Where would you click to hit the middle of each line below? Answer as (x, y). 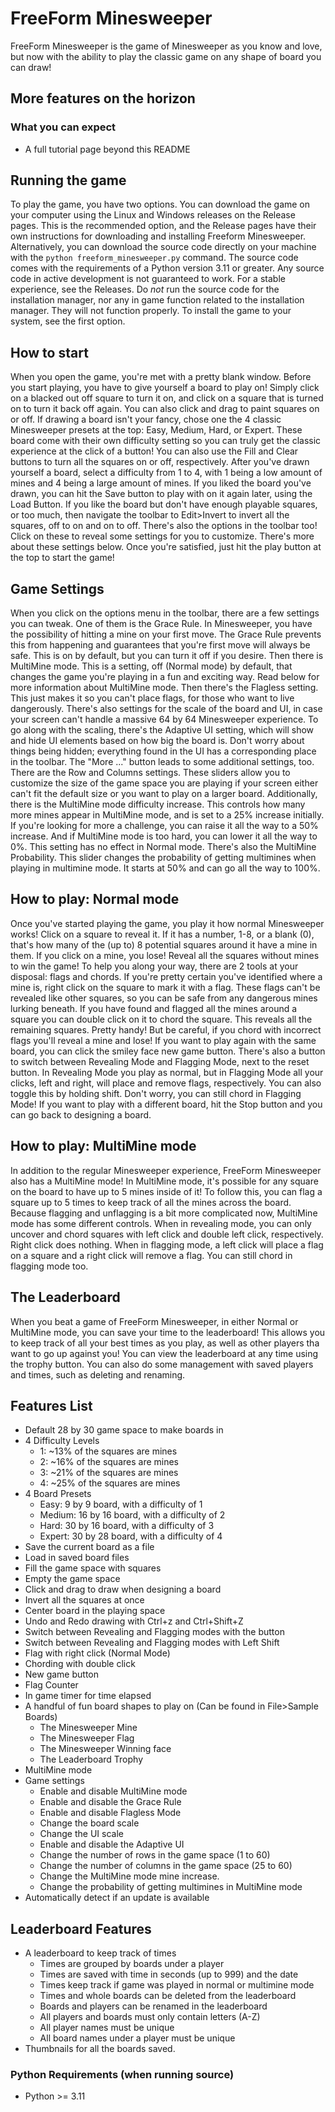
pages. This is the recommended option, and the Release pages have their (163, 226)
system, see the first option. (68, 321)
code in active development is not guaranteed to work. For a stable (148, 279)
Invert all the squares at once (84, 1600)
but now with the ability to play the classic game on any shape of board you (166, 56)
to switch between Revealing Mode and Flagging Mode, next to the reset (160, 1061)
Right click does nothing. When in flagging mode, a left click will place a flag (167, 1244)
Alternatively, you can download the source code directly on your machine (163, 247)
